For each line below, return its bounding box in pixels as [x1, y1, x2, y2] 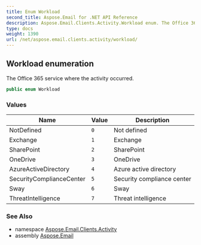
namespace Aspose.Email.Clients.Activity [14, 226, 117, 233]
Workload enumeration [6, 59, 94, 69]
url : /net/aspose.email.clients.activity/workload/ [6, 37, 138, 43]
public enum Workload [6, 86, 60, 92]
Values [6, 100, 27, 108]
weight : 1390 [6, 31, 39, 37]
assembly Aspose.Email [14, 232, 74, 240]
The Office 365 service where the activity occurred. [6, 74, 135, 81]
